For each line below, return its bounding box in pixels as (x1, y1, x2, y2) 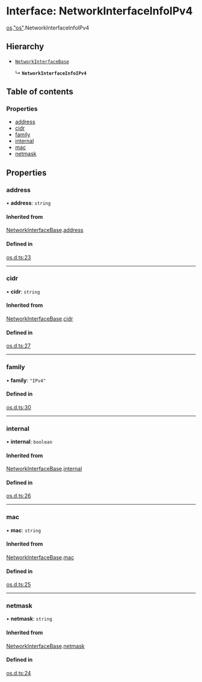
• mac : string (6, 526, 41, 533)
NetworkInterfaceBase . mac (6, 553, 75, 561)
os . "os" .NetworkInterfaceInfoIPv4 (6, 24, 90, 31)
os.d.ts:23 (6, 254, 31, 261)
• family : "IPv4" (6, 376, 46, 384)
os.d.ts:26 (6, 492, 31, 500)
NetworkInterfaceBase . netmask (6, 642, 85, 650)
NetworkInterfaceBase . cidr (6, 315, 73, 322)
